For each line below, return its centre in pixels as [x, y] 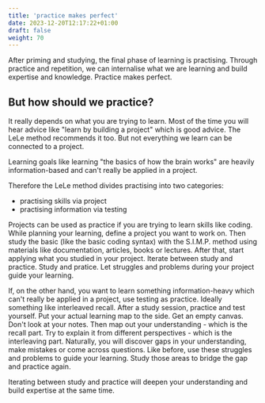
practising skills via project [63, 201]
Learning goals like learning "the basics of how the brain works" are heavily [131, 162]
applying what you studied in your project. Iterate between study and [121, 259]
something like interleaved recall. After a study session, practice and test [127, 308]
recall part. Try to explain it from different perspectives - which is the [120, 333]
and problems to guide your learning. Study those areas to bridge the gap [128, 359]
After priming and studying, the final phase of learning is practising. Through [133, 60]
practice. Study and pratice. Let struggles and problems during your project [131, 267]
